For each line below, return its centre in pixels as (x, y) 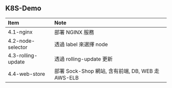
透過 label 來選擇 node (81, 44)
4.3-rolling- (23, 55)
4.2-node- (21, 41)
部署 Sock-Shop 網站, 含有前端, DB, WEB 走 (107, 71)
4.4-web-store (26, 74)
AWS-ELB (67, 77)
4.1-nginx (20, 32)
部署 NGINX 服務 (74, 32)
